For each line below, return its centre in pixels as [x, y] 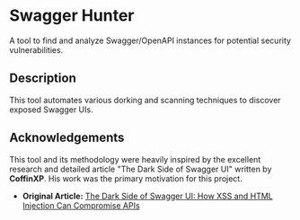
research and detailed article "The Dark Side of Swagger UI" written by [141, 169]
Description [43, 79]
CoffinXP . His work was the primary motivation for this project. [126, 178]
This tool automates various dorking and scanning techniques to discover [145, 100]
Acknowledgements [67, 138]
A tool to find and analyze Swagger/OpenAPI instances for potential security [150, 40]
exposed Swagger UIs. [51, 110]
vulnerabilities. [36, 49]
